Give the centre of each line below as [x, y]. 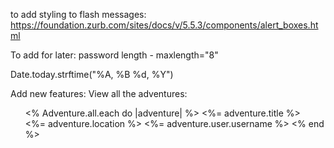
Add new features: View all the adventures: [99, 93]
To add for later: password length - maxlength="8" [114, 55]
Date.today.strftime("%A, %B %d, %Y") [92, 74]
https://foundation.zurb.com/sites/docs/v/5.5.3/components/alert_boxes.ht [164, 25]
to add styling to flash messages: [78, 14]
